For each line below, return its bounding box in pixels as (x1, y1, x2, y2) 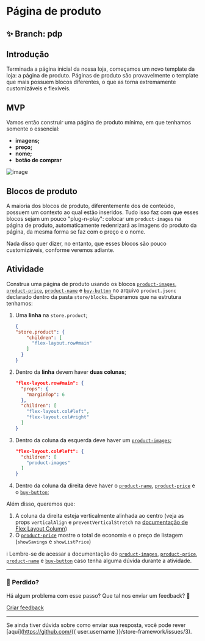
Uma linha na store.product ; (15, 311, 88, 318)
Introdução (6, 49, 49, 59)
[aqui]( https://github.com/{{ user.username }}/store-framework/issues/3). (6, 628, 192, 635)
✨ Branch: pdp (6, 29, 63, 39)
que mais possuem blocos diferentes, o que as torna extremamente (6, 78, 176, 86)
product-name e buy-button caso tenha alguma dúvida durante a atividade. (6, 557, 192, 565)
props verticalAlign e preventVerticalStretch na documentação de (15, 518, 188, 526)
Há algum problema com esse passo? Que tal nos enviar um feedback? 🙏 (6, 592, 190, 599)
